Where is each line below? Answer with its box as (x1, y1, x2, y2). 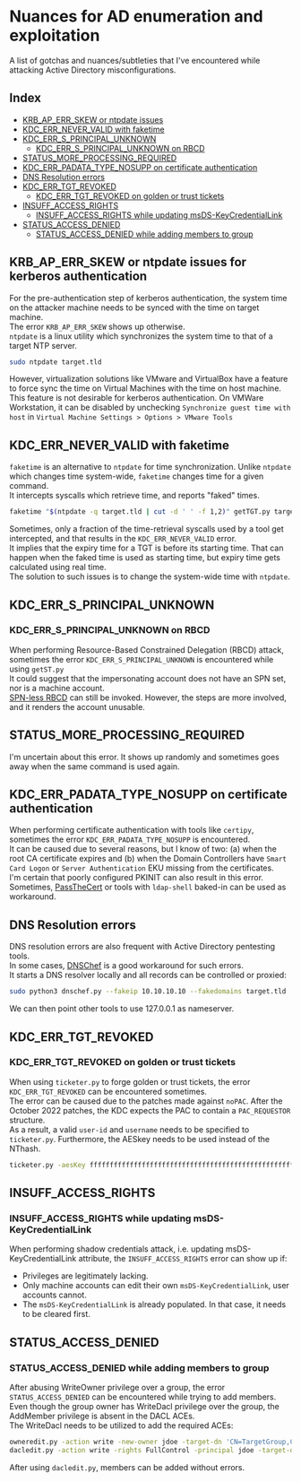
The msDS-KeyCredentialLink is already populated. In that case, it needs (21, 1299, 287, 1310)
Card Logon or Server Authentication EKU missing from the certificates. (9, 862, 275, 873)
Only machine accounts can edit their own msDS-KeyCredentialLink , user (21, 1280, 289, 1291)
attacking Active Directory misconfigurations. (9, 65, 176, 75)
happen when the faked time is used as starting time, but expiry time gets (9, 552, 280, 563)
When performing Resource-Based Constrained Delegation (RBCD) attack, (9, 644, 285, 655)
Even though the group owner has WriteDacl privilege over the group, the (9, 1401, 279, 1412)
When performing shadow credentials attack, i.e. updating (9, 1244, 224, 1254)
